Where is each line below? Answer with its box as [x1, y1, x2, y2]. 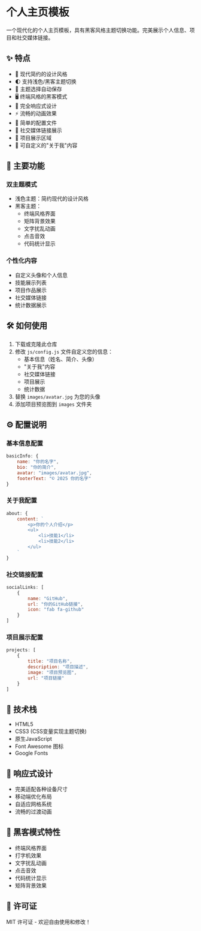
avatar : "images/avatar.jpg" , [17, 469, 93, 476]
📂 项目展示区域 [14, 134, 52, 141]
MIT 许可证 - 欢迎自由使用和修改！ [6, 918, 91, 925]
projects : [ [6, 647, 36, 653]
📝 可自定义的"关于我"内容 [14, 142, 78, 149]
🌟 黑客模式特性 [6, 827, 61, 837]
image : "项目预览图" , [28, 669, 77, 675]
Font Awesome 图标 [14, 743, 64, 750]
